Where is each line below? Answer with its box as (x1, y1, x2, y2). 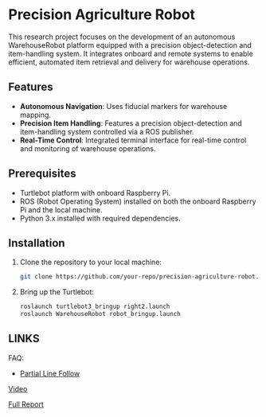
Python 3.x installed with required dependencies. (19, 213, 181, 223)
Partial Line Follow (19, 368, 80, 378)
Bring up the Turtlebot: (19, 287, 94, 297)
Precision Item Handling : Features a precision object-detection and (19, 118, 243, 128)
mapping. (19, 110, 52, 119)
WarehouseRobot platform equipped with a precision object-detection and (8, 40, 252, 49)
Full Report (8, 399, 44, 409)
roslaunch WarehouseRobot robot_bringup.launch (19, 310, 181, 318)
